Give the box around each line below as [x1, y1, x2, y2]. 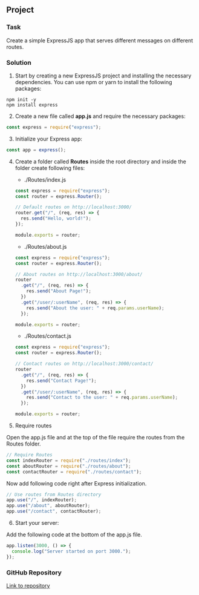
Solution [6, 58, 32, 67]
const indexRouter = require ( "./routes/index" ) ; [6, 457, 131, 464]
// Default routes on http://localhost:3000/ [15, 204, 132, 211]
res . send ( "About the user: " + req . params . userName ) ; [26, 305, 165, 311]
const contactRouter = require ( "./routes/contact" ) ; [6, 468, 142, 475]
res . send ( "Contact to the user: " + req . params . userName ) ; [26, 395, 178, 401]
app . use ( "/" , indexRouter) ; [6, 497, 77, 503]
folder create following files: [15, 164, 85, 171]
